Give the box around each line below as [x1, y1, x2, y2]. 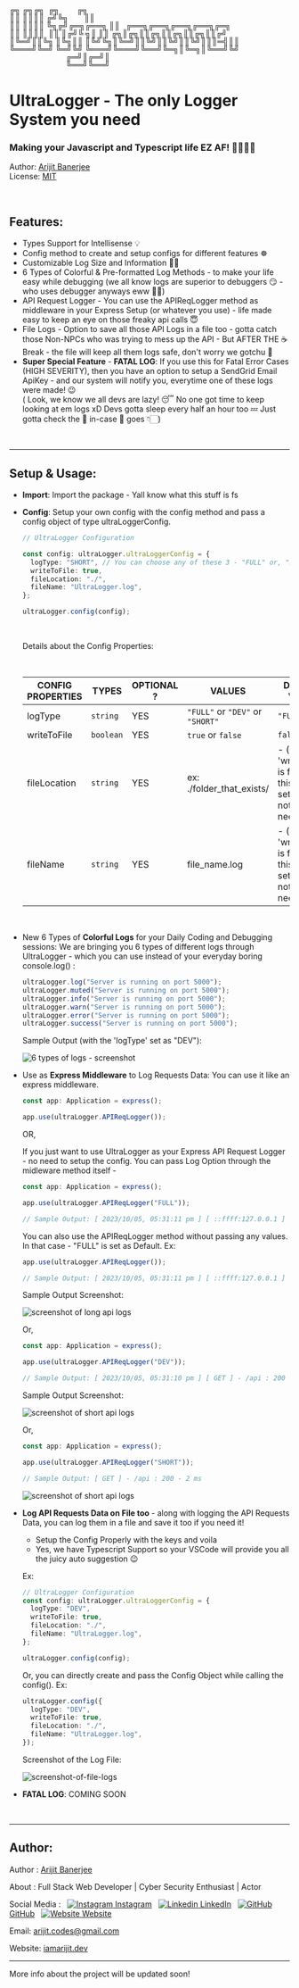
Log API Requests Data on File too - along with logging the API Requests [21, 1507, 290, 1518]
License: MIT [9, 171, 57, 182]
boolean [90, 730, 124, 740]
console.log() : [21, 961, 76, 971]
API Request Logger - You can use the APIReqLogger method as [21, 295, 259, 306]
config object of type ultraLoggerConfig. [21, 516, 172, 528]
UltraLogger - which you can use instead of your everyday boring [21, 951, 263, 961]
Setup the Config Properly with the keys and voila [35, 1534, 218, 1545]
